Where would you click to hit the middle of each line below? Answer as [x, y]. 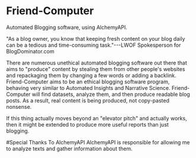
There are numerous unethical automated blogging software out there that [97, 63]
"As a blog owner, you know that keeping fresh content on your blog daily [96, 38]
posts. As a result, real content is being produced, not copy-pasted [88, 100]
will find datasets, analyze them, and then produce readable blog [111, 94]
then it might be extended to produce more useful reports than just [87, 124]
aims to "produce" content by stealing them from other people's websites [96, 69]
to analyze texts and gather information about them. [69, 149]
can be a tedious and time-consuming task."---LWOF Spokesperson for [94, 45]
